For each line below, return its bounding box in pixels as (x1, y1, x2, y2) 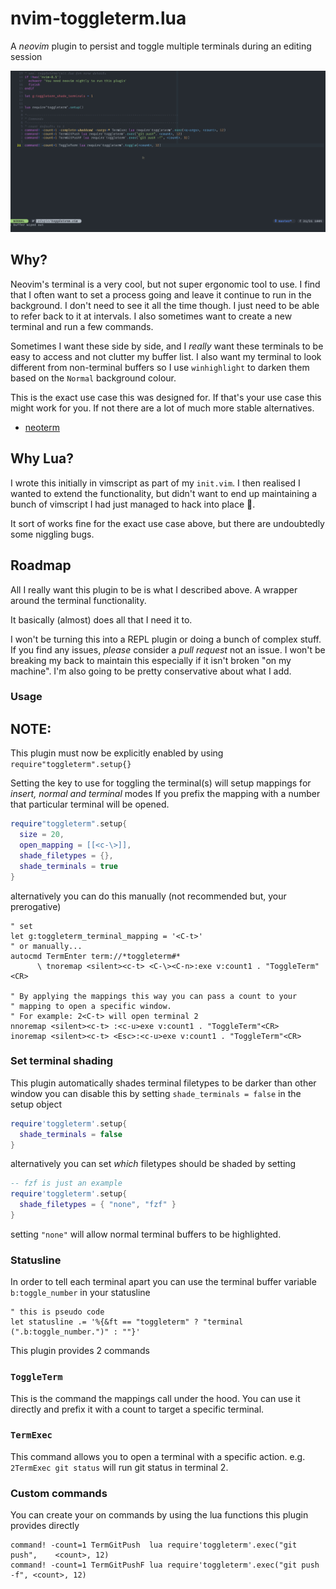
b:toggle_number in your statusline (10, 1287, 151, 1299)
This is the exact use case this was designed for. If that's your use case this (10, 391, 322, 403)
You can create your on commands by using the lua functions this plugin (10, 1509, 309, 1521)
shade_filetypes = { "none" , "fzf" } (19, 1200, 177, 1210)
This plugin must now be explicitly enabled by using (10, 747, 224, 759)
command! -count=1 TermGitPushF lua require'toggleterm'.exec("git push (10, 1560, 320, 1571)
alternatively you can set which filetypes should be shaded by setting (10, 1158, 297, 1170)
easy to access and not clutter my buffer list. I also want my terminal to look (10, 350, 322, 362)
